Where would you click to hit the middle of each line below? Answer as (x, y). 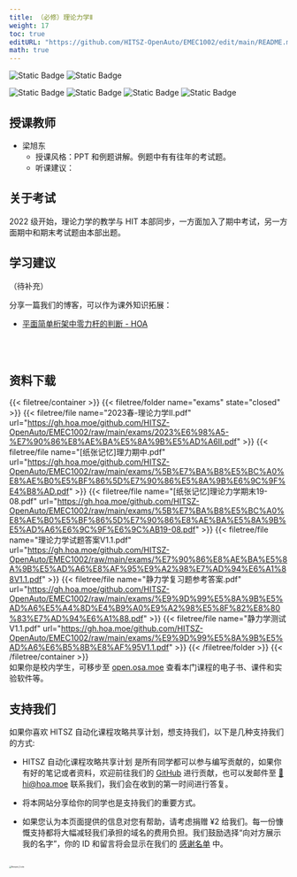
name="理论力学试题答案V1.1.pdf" (71, 540)
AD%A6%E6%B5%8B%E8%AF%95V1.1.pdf (89, 648)
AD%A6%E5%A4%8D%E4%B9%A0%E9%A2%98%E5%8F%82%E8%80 (145, 608)
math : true (29, 50)
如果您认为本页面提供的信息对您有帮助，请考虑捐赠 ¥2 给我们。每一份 (148, 822)
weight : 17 (29, 26)
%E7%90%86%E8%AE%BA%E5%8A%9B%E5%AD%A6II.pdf (123, 442)
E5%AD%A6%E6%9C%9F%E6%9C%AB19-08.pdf (103, 530)
